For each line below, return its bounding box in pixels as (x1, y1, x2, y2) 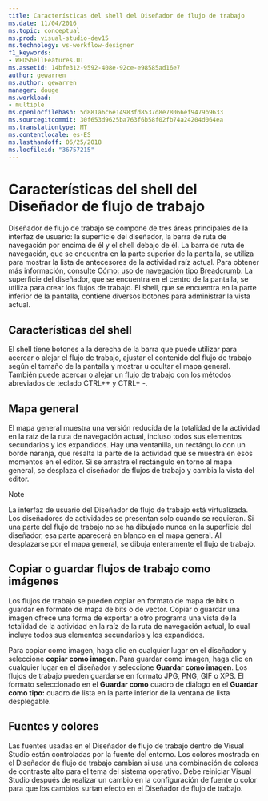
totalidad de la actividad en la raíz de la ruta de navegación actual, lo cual (8, 621, 250, 631)
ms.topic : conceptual (8, 26, 81, 34)
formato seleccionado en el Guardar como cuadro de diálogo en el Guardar (8, 679, 258, 689)
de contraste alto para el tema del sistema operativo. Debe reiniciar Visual (8, 766, 252, 776)
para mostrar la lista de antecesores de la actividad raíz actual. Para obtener (8, 258, 260, 267)
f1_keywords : (8, 49, 52, 57)
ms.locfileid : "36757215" (8, 146, 94, 154)
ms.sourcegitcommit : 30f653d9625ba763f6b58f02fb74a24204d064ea (8, 116, 224, 124)
